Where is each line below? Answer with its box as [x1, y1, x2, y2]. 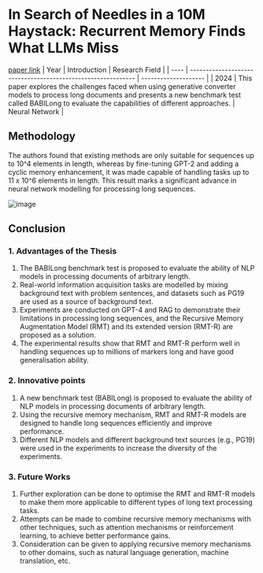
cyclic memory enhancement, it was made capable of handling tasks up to [8, 167, 250, 176]
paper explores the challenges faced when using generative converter [8, 81, 236, 91]
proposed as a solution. [19, 331, 96, 340]
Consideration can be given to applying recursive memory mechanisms [19, 539, 251, 549]
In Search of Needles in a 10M [8, 6, 206, 24]
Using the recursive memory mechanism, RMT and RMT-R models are [19, 409, 246, 419]
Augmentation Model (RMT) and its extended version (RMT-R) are [19, 322, 234, 331]
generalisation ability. [19, 356, 89, 365]
